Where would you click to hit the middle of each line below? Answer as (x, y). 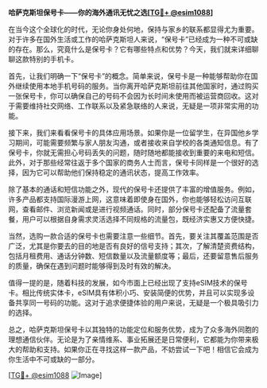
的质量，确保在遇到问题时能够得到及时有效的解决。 (92, 266)
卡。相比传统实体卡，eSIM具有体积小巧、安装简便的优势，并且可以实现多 (128, 293)
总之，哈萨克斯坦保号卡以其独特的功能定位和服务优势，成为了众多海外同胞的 (133, 330)
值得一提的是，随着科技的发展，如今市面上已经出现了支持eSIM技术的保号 (128, 283)
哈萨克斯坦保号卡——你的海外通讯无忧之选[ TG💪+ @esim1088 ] (111, 12)
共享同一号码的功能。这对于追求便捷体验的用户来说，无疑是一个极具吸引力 (137, 303)
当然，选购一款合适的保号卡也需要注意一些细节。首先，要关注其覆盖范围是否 (133, 236)
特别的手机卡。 (53, 59)
